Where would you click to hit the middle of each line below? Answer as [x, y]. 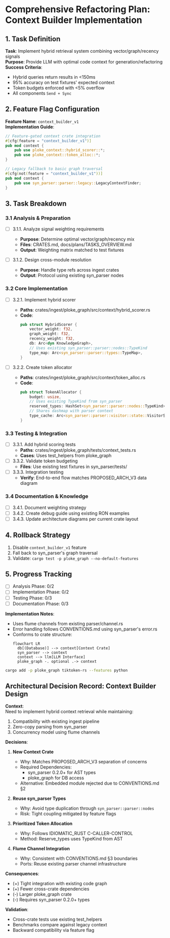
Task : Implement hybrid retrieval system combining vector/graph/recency [82, 51]
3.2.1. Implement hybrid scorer [44, 299]
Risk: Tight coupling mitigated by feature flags [68, 814]
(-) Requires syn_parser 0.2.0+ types [51, 900]
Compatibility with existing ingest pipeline [56, 721]
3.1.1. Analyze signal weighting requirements [58, 229]
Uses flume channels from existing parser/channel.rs [68, 623]
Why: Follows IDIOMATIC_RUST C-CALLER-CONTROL [76, 833]
